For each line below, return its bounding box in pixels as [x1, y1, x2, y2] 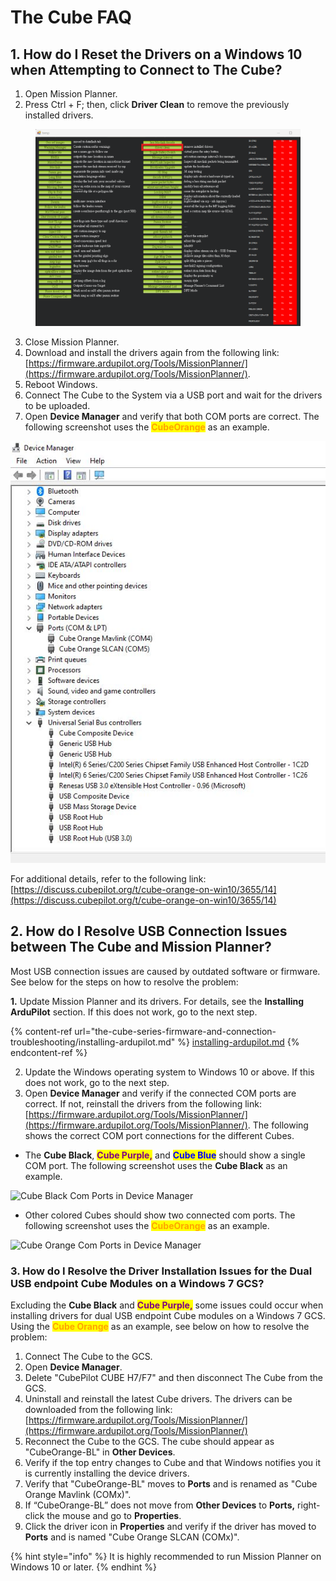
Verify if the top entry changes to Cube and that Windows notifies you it [24, 1456, 321, 1468]
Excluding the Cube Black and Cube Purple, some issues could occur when [10, 1299, 324, 1311]
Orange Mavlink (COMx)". [24, 1488, 132, 1500]
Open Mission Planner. [24, 88, 118, 100]
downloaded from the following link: [24, 1403, 173, 1415]
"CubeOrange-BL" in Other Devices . [24, 1446, 176, 1458]
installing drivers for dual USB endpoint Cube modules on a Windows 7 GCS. [10, 1309, 326, 1321]
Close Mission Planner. [24, 336, 120, 348]
